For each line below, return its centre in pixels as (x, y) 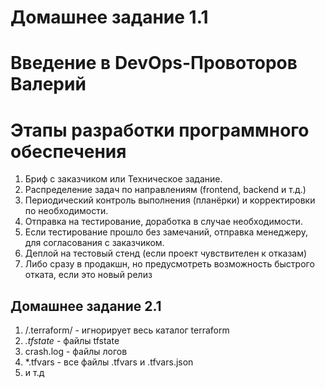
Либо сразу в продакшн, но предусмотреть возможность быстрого (169, 264)
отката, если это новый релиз (88, 275)
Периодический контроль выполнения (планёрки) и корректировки (170, 200)
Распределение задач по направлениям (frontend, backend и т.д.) (165, 190)
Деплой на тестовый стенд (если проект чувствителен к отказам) (166, 253)
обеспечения (68, 151)
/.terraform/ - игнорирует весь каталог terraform (127, 330)
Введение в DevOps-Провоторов (154, 63)
